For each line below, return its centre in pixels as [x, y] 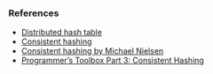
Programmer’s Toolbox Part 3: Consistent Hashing [113, 61]
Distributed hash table [62, 33]
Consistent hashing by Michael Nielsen [92, 51]
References [34, 13]
